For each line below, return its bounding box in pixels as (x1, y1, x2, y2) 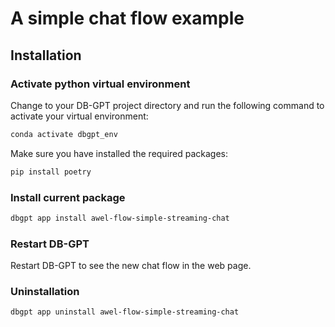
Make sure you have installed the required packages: (10, 147, 229, 159)
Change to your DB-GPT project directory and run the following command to (10, 99, 325, 111)
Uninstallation (10, 285, 80, 299)
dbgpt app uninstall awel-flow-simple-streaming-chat (10, 307, 240, 317)
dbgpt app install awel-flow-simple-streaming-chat (10, 213, 230, 223)
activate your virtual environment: (10, 110, 149, 122)
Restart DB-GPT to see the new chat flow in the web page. (10, 260, 252, 272)
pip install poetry (10, 167, 92, 177)
